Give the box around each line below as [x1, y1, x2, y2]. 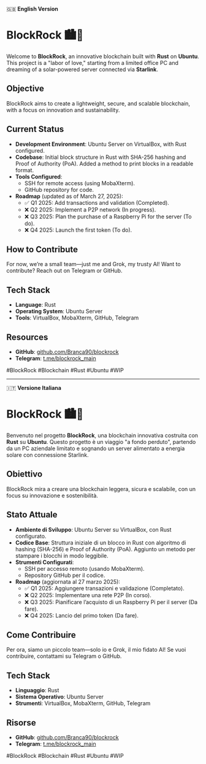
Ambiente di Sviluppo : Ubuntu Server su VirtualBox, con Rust [15, 525, 172, 533]
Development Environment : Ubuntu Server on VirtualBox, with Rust [15, 140, 187, 148]
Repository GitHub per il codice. [24, 571, 105, 579]
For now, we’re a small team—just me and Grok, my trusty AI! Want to [6, 261, 181, 268]
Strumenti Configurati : [15, 558, 74, 566]
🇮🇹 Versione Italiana [6, 384, 61, 391]
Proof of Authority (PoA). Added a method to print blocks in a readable [15, 159, 194, 167]
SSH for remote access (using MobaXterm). [24, 179, 135, 186]
